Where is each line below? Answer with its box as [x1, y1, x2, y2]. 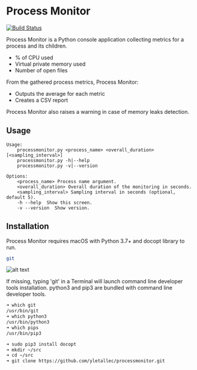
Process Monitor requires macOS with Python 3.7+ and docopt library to [6, 237, 185, 245]
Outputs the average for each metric [14, 90, 105, 97]
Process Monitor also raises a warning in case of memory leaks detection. [6, 108, 189, 115]
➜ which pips [6, 324, 39, 331]
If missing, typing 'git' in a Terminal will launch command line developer [6, 278, 183, 285]
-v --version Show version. [17, 205, 90, 211]
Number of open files [14, 66, 68, 74]
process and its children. [6, 42, 67, 49]
